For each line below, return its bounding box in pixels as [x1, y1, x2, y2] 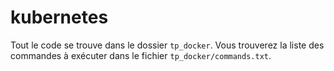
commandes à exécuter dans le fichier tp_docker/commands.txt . [10, 49, 272, 61]
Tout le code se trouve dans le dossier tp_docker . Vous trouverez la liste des [10, 39, 325, 51]
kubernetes [10, 6, 109, 29]
